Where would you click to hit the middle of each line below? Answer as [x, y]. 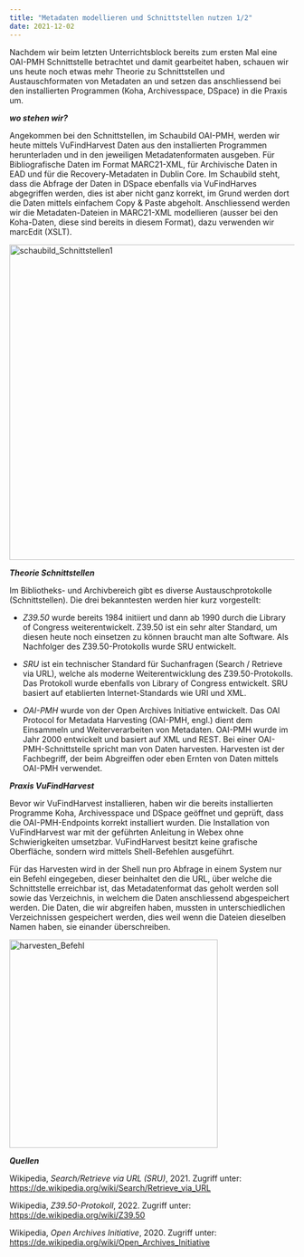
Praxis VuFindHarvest [52, 786]
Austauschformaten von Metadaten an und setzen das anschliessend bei [145, 81]
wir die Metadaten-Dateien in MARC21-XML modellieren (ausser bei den [144, 212]
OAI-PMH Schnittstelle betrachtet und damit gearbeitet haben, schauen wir [149, 62]
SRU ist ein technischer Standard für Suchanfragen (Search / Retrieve [152, 663]
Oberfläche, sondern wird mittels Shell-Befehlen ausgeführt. [122, 851]
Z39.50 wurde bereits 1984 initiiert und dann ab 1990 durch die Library [154, 617]
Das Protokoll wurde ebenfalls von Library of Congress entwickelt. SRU [155, 683]
